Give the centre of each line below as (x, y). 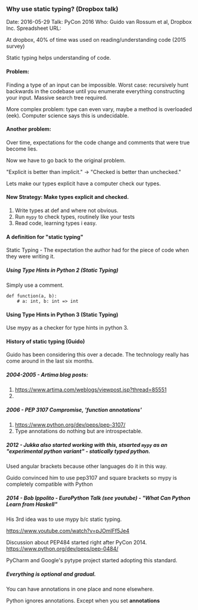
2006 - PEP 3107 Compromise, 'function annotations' (74, 410)
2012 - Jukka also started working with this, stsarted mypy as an (87, 445)
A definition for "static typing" (45, 237)
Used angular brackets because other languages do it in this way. (86, 466)
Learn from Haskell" (32, 504)
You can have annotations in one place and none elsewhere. (80, 589)
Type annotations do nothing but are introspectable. (79, 431)
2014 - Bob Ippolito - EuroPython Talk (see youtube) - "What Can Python (98, 498)
